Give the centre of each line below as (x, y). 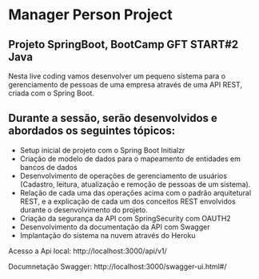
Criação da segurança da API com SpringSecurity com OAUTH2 (126, 218)
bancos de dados (48, 167)
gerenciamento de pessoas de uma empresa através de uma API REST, (125, 85)
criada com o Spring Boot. (51, 93)
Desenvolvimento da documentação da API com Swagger (115, 227)
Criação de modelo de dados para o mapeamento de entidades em (130, 159)
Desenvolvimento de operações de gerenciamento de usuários (124, 176)
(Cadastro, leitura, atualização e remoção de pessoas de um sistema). (135, 184)
